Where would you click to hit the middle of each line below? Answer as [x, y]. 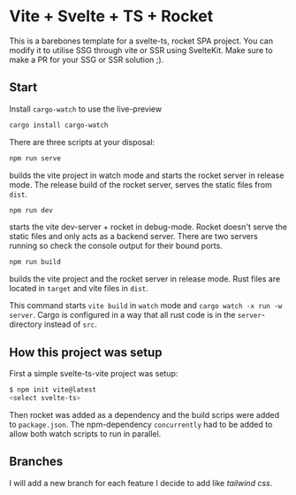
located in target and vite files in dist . [79, 289]
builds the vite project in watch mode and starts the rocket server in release [147, 175]
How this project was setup [86, 352]
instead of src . [70, 324]
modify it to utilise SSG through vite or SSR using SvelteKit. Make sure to [141, 50]
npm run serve [35, 158]
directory [26, 324]
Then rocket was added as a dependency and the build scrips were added [144, 414]
